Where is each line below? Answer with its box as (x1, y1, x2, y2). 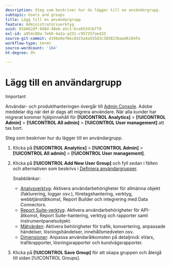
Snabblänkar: (12, 176, 41, 182)
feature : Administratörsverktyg (5, 21, 74, 27)
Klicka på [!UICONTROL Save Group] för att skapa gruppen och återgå (12, 250, 162, 256)
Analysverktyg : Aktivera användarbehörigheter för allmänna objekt (20, 185, 161, 191)
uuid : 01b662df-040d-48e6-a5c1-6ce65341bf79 (5, 27, 102, 32)
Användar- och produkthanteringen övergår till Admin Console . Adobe (5, 103, 153, 110)
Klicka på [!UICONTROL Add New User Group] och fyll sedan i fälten (12, 160, 158, 166)
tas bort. (5, 125, 23, 131)
